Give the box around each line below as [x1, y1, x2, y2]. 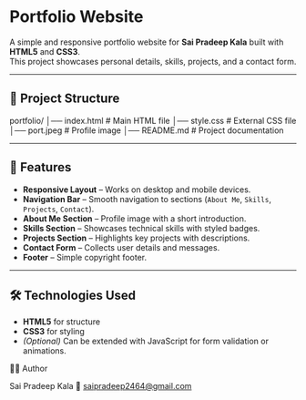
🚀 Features [9, 159, 72, 175]
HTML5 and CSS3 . [9, 46, 80, 56]
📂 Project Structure [9, 91, 120, 107]
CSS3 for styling [22, 326, 85, 337]
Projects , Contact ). [22, 203, 95, 214]
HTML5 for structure [22, 316, 101, 327]
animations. [22, 345, 66, 356]
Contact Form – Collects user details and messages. [22, 241, 220, 252]
